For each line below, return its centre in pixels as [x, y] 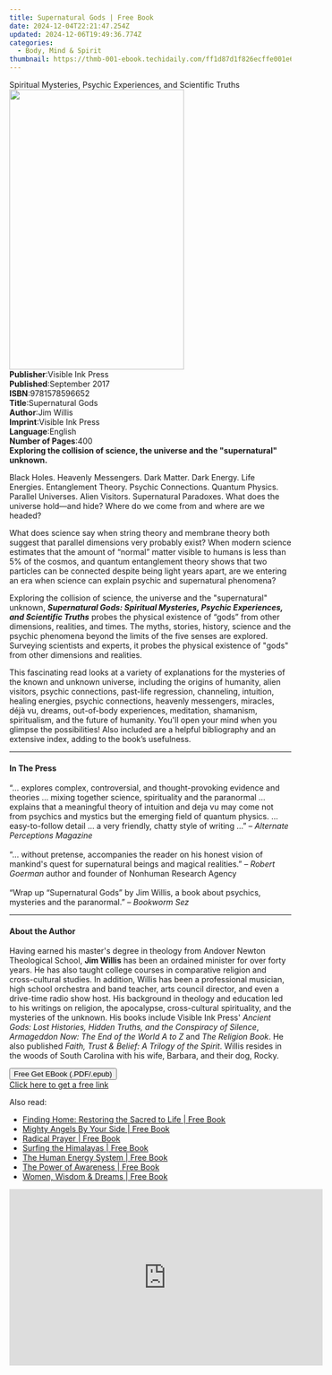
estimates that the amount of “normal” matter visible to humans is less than [148, 552]
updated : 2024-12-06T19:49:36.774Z [76, 34]
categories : [31, 43]
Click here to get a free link [59, 1085]
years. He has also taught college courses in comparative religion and [138, 970]
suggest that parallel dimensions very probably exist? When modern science [150, 542]
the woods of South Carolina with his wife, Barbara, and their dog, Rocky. [144, 1056]
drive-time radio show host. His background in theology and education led [146, 999]
